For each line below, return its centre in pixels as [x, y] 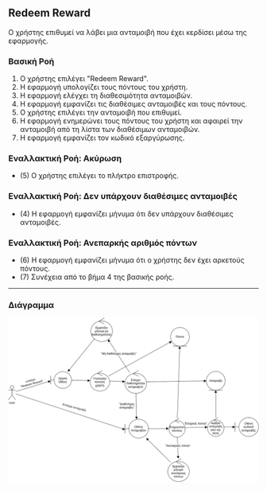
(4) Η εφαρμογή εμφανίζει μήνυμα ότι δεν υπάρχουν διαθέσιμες [126, 213]
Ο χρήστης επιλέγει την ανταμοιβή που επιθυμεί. [101, 113]
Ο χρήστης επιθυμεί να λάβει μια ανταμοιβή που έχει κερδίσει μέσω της [128, 32]
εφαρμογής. [29, 41]
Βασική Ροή [31, 61]
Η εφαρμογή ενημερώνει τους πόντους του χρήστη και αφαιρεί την [131, 121]
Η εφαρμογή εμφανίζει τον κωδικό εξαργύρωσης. [102, 138]
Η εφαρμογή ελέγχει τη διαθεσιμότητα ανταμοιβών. [106, 95]
